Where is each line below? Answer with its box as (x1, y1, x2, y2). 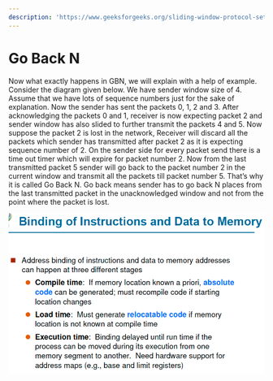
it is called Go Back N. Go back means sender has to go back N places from (8, 180, 262, 189)
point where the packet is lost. (8, 197, 110, 206)
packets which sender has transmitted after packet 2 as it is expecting (8, 136, 244, 146)
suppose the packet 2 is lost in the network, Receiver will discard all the (8, 128, 249, 137)
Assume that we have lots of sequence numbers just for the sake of (8, 93, 235, 103)
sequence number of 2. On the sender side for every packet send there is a (8, 145, 261, 154)
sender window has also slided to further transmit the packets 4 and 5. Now (8, 119, 262, 129)
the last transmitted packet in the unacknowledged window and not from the (8, 188, 264, 198)
